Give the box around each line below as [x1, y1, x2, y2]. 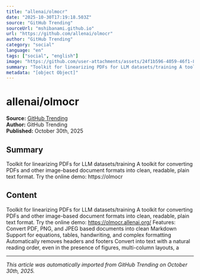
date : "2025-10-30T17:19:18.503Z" [6, 14, 92, 20]
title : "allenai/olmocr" [6, 8, 68, 15]
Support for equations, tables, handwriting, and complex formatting [6, 231, 171, 238]
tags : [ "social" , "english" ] [6, 53, 79, 59]
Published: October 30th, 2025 [6, 127, 83, 134]
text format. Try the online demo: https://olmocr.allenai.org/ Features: [6, 218, 176, 226]
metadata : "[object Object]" [6, 70, 79, 75]
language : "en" [6, 48, 44, 54]
